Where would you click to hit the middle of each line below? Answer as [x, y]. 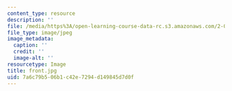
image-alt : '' [33, 58]
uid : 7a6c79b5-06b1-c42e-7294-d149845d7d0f [71, 77]
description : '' [30, 20]
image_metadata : [30, 39]
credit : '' [29, 52]
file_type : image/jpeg [40, 32]
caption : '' [31, 45]
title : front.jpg [32, 70]
